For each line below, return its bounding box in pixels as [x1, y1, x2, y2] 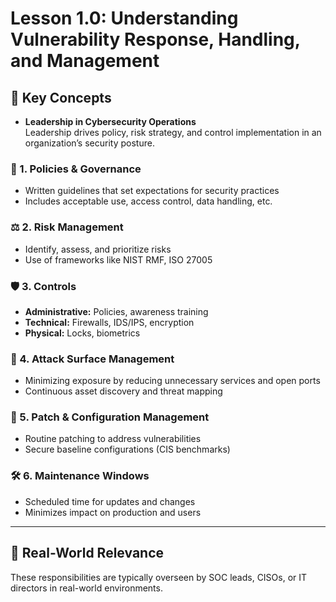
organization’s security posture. [24, 137, 155, 149]
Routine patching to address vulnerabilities [24, 433, 202, 445]
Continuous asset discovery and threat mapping [24, 385, 223, 397]
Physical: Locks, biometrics [24, 327, 141, 339]
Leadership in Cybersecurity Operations [24, 116, 197, 127]
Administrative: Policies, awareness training [24, 305, 209, 317]
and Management [10, 50, 160, 72]
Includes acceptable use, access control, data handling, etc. [24, 195, 273, 207]
